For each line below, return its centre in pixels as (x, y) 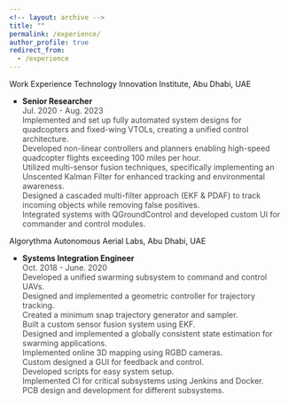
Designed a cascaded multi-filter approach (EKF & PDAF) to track (141, 195)
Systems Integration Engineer (78, 258)
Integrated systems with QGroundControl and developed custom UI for (151, 214)
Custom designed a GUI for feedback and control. (113, 362)
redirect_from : (37, 51)
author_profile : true (49, 42)
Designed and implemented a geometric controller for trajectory (138, 296)
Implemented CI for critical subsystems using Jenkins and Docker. (143, 381)
